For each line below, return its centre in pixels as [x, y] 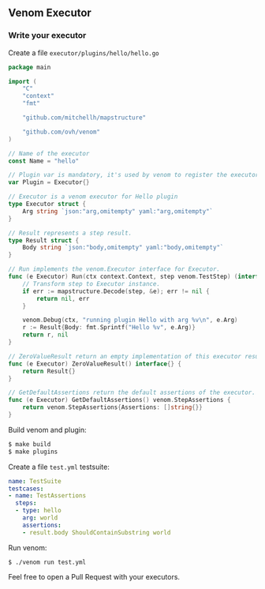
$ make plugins [33, 452]
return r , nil [45, 335]
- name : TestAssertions [47, 496]
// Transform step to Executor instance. [91, 283]
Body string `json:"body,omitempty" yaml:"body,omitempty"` [123, 248]
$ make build [30, 444]
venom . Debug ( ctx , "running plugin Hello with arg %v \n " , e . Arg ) [130, 320]
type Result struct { [44, 240]
